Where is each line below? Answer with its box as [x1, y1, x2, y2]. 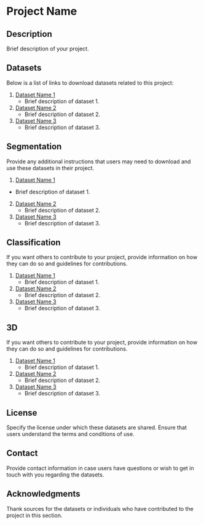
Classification [6, 238, 61, 248]
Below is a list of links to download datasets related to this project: [6, 79, 174, 87]
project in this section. [6, 511, 63, 519]
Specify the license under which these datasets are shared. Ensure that [6, 424, 187, 431]
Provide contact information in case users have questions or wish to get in [6, 464, 195, 472]
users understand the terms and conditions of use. [6, 430, 135, 438]
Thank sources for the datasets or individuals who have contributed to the [6, 505, 194, 512]
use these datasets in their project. [6, 164, 94, 171]
